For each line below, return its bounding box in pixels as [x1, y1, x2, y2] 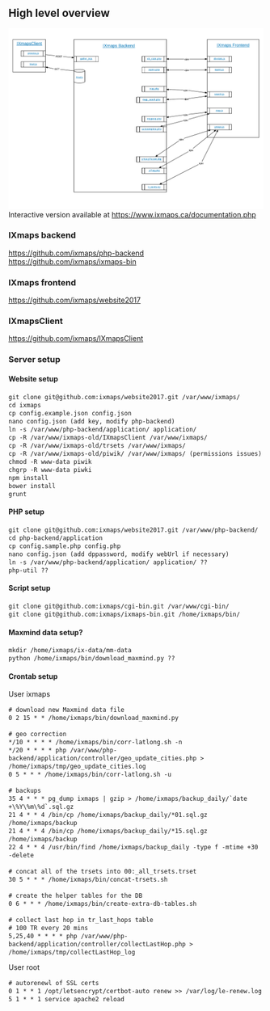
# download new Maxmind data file [8, 706, 125, 714]
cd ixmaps [8, 401, 42, 409]
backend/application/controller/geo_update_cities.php [8, 755, 197, 763]
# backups [8, 787, 42, 795]
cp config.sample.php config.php [8, 541, 121, 550]
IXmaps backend [8, 230, 77, 241]
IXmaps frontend [8, 276, 77, 288]
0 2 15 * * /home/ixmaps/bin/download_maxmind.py [8, 714, 179, 722]
